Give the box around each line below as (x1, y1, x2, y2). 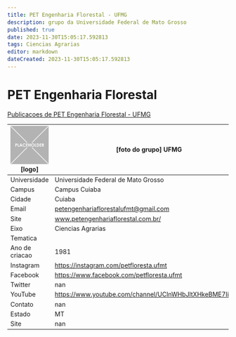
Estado (10, 310, 31, 318)
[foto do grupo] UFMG (115, 145, 183, 154)
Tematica (10, 234, 37, 242)
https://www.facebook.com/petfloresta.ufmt (55, 270, 183, 279)
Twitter (10, 281, 31, 289)
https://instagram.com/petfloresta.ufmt (55, 260, 167, 270)
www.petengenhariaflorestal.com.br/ (55, 214, 162, 223)
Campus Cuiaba (55, 185, 101, 193)
